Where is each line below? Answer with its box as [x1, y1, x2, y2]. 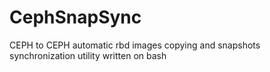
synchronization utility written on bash [9, 49, 167, 61]
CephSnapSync [9, 6, 142, 29]
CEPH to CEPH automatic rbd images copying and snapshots [9, 39, 261, 51]
